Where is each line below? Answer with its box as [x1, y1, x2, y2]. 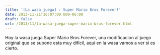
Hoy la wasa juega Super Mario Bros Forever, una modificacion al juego [5, 35, 152, 41]
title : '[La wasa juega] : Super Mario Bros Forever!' [5, 7, 121, 12]
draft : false [5, 16, 32, 21]
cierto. [5, 45, 18, 51]
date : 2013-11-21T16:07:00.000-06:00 [5, 12, 83, 17]
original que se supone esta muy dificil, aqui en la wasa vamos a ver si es [5, 40, 156, 46]
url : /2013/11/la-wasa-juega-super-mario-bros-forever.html [5, 21, 133, 26]
